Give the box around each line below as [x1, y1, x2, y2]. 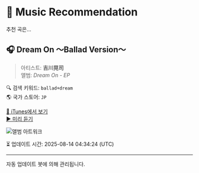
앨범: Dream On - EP [20, 71, 70, 79]
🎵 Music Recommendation [6, 5, 138, 19]
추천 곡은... [6, 25, 31, 33]
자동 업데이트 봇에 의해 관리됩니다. [6, 160, 85, 168]
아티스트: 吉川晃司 [20, 64, 64, 71]
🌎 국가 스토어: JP [6, 93, 47, 100]
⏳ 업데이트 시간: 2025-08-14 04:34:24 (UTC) [6, 140, 114, 148]
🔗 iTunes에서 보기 [6, 108, 49, 115]
